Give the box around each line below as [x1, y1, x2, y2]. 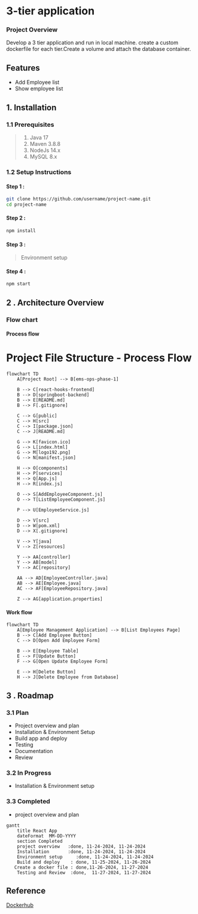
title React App [17, 827, 58, 834]
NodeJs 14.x [29, 147, 61, 154]
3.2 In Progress [6, 769, 52, 777]
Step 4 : [6, 267, 26, 275]
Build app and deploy [14, 735, 68, 742]
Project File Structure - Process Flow [6, 351, 192, 365]
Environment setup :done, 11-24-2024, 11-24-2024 [17, 854, 154, 860]
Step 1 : [6, 182, 25, 190]
